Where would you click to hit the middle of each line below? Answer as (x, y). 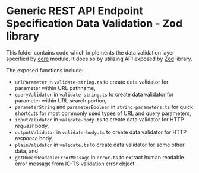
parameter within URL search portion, (61, 100)
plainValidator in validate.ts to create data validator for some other (99, 145)
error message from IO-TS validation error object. (75, 164)
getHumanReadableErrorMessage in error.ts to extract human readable (99, 157)
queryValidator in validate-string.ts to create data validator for (94, 94)
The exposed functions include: (45, 70)
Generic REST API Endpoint (75, 11)
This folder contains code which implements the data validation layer (90, 52)
